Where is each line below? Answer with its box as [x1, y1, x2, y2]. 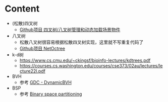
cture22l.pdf [19, 68, 46, 74]
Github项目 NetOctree [19, 45, 66, 51]
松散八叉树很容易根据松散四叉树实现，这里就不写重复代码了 [19, 39, 144, 45]
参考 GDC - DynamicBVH [19, 79, 72, 85]
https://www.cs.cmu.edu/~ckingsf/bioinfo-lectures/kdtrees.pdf [19, 57, 151, 63]
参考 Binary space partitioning [19, 91, 82, 97]
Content [5, 3, 40, 15]
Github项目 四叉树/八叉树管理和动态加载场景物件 [19, 26, 121, 33]
